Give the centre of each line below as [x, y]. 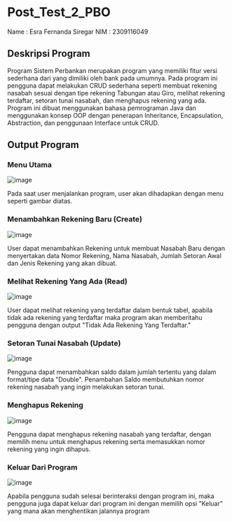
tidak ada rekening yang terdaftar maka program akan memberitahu [105, 318]
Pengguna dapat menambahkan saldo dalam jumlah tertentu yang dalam [112, 372]
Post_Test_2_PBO [59, 12]
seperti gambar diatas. [40, 201]
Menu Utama [30, 165]
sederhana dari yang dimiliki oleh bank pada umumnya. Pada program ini [112, 78]
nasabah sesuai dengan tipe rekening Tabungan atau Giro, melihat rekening [116, 93]
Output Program [43, 145]
